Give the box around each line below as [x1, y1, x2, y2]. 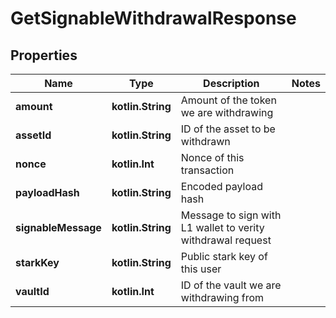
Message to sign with [180, 208, 282, 222]
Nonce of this [180, 151, 245, 164]
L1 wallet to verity [180, 221, 265, 234]
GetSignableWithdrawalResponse [10, 7, 297, 30]
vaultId [15, 285, 50, 298]
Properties [10, 47, 78, 64]
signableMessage [15, 221, 102, 234]
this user [180, 262, 222, 276]
